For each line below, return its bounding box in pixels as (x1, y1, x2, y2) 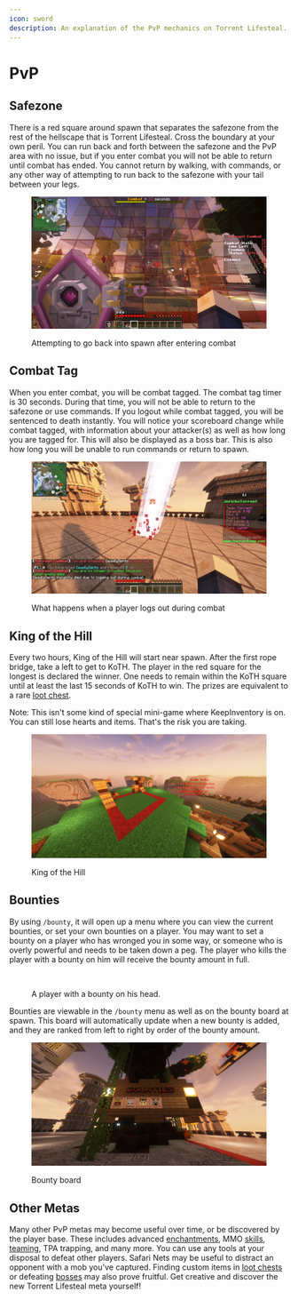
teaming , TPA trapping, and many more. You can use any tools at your (9, 1243, 264, 1254)
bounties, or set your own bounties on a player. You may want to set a (9, 925, 264, 937)
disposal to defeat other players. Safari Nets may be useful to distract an (9, 1253, 274, 1264)
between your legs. (9, 179, 80, 189)
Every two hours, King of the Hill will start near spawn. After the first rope (9, 652, 277, 663)
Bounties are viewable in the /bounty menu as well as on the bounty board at (9, 1005, 289, 1017)
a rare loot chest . (9, 690, 72, 701)
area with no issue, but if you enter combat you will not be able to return (9, 150, 273, 161)
